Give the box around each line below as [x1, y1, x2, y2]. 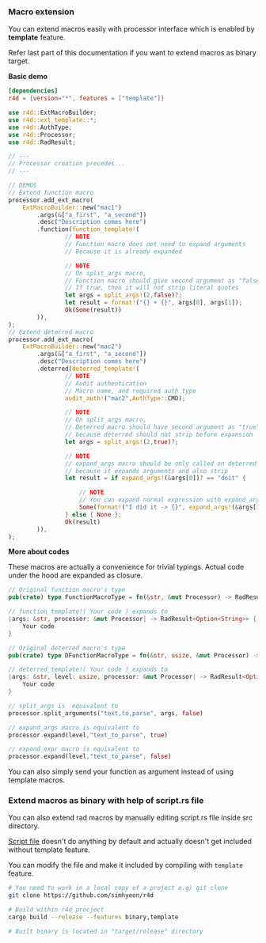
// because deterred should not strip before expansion [64, 430, 253, 439]
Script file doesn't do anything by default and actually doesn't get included [8, 837, 252, 846]
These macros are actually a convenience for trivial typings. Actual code [8, 562, 245, 572]
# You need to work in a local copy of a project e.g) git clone [8, 884, 228, 892]
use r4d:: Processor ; [8, 131, 77, 138]
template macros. [8, 775, 66, 785]
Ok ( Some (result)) [64, 306, 123, 314]
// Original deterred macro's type [8, 644, 126, 652]
